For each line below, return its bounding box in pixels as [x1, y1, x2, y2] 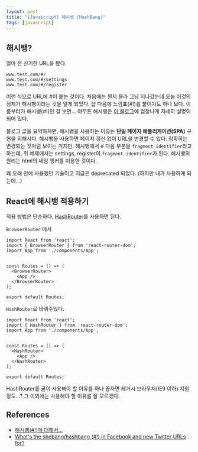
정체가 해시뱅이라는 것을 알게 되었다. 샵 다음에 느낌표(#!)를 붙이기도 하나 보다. [6, 100, 185, 108]
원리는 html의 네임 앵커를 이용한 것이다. [6, 157, 98, 164]
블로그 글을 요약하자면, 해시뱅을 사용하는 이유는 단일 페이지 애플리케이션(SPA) [6, 128, 186, 135]
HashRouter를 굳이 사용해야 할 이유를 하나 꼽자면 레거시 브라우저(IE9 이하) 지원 [6, 385, 190, 392]
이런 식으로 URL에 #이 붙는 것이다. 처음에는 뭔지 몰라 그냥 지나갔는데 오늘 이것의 [6, 93, 191, 100]
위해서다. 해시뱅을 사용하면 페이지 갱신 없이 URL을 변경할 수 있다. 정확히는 [17, 135, 188, 142]
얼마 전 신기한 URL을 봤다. [6, 60, 67, 67]
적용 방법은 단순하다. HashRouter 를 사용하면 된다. [6, 213, 122, 220]
